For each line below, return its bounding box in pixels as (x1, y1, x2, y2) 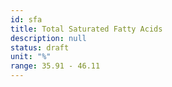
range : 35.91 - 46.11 (10, 61, 101, 71)
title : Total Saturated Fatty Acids (10, 24, 163, 34)
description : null (10, 33, 87, 43)
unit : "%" (10, 52, 52, 62)
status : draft (10, 42, 70, 53)
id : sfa (10, 14, 43, 25)
